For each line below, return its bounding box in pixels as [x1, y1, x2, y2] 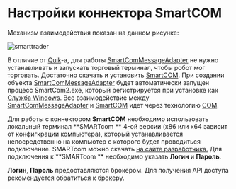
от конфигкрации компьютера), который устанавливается [7, 130, 184, 138]
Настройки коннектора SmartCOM [7, 5, 222, 21]
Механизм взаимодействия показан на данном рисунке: [7, 28, 179, 37]
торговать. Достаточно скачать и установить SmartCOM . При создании [7, 71, 225, 79]
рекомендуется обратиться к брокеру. [7, 173, 125, 182]
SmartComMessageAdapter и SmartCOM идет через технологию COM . [7, 101, 220, 109]
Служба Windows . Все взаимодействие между [7, 93, 150, 102]
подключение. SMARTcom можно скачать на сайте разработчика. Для [7, 144, 222, 153]
